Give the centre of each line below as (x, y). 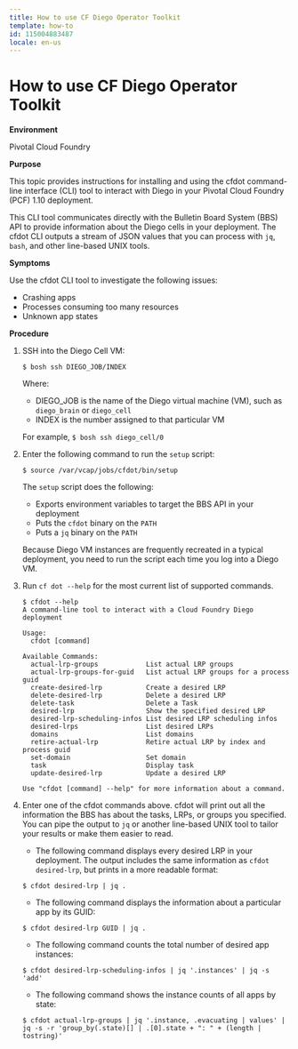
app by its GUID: (65, 912)
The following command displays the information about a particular (158, 902)
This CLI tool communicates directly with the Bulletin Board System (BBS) (144, 218)
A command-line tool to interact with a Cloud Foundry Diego (138, 610)
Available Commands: (60, 657)
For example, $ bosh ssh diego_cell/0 (93, 437)
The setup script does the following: (88, 487)
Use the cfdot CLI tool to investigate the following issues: (113, 280)
